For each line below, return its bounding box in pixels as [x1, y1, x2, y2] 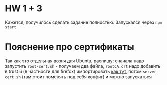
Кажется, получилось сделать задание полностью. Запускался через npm [5, 19, 162, 25]
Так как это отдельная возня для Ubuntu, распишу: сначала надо [5, 58, 144, 64]
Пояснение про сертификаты [5, 41, 135, 53]
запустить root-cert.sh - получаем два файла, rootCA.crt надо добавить [5, 63, 161, 69]
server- [142, 69, 159, 74]
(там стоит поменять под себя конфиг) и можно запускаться [22, 73, 152, 80]
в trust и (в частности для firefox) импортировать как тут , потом [5, 68, 142, 74]
